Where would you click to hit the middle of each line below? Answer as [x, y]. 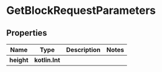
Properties [27, 33]
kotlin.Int [47, 60]
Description [83, 50]
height [19, 60]
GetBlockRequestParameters [81, 11]
